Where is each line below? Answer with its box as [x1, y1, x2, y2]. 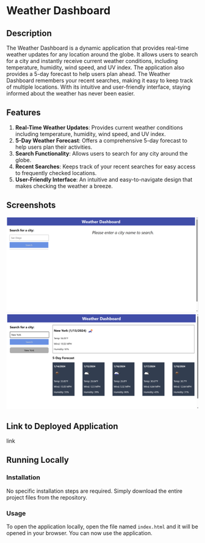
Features [6, 108, 41, 118]
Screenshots [6, 200, 56, 211]
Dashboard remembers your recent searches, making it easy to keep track [6, 77, 193, 84]
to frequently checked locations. [15, 169, 97, 176]
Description [6, 28, 52, 39]
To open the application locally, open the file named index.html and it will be [6, 523, 198, 530]
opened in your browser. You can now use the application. [6, 529, 153, 536]
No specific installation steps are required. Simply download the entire [6, 487, 183, 495]
